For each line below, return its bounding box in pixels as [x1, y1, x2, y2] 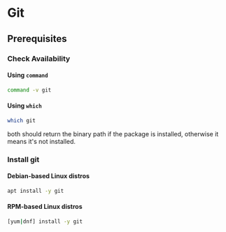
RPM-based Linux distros [7, 203, 83, 211]
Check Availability [7, 54, 71, 64]
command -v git [7, 86, 52, 94]
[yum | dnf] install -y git [7, 218, 83, 225]
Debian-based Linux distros [7, 172, 90, 180]
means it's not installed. [7, 137, 76, 145]
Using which [7, 101, 42, 110]
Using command [7, 71, 48, 80]
